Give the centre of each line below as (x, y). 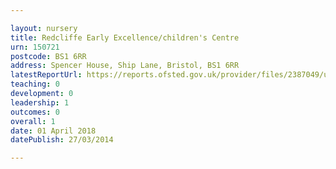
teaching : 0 (35, 84)
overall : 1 (33, 121)
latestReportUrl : (46, 75)
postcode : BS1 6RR (48, 56)
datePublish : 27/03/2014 (62, 140)
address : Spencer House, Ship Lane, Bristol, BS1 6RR (125, 66)
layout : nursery (44, 28)
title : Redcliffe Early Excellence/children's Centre (125, 37)
